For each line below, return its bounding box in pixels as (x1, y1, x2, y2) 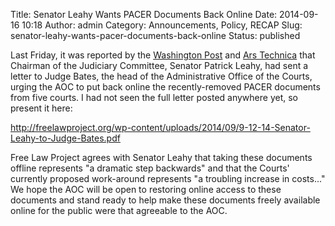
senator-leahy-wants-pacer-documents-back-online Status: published (10, 30, 301, 41)
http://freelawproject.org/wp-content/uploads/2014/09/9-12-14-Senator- (10, 122, 311, 133)
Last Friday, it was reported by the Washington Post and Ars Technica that (10, 49, 316, 61)
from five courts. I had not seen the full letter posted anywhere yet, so (10, 92, 298, 103)
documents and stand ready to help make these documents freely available (10, 194, 321, 206)
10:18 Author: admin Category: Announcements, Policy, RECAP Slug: (21, 19, 303, 31)
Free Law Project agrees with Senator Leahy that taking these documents (10, 152, 313, 163)
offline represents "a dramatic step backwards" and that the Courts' (10, 162, 290, 174)
